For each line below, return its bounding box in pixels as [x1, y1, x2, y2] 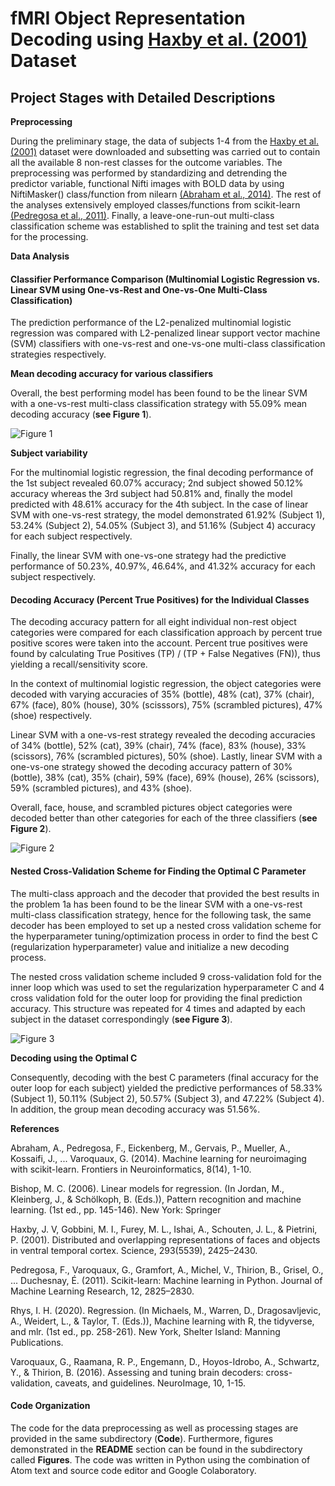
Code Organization [10, 1400, 91, 1412]
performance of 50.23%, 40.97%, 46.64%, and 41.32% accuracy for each [10, 560, 316, 572]
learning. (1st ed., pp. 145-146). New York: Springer [10, 1203, 222, 1216]
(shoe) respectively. [10, 710, 93, 722]
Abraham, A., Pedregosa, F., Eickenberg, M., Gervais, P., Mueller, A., [10, 1142, 291, 1154]
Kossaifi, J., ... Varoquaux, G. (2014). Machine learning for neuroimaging [10, 1152, 307, 1164]
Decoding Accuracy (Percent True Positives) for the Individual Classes [10, 593, 310, 606]
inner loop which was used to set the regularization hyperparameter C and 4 [10, 981, 325, 993]
